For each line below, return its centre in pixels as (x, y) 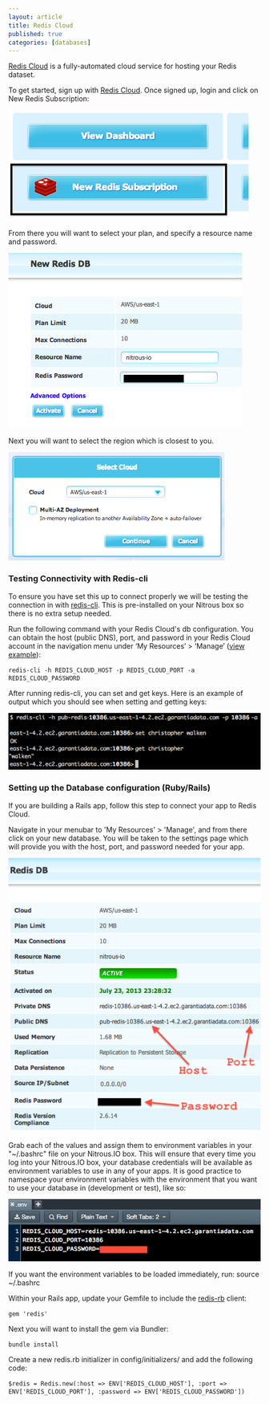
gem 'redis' (28, 1314)
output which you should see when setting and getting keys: (108, 702)
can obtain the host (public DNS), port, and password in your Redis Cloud (129, 637)
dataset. (22, 75)
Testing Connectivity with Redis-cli (78, 579)
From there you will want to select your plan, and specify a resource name (130, 234)
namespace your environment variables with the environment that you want (133, 1179)
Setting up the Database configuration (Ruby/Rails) (109, 788)
